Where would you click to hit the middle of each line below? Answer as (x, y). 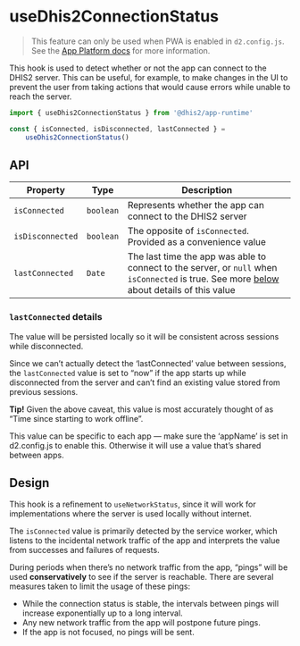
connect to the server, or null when (202, 268)
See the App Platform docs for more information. (121, 50)
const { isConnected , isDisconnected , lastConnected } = (117, 129)
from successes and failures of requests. (84, 550)
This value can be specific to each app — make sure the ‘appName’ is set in (149, 436)
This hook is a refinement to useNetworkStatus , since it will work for (133, 504)
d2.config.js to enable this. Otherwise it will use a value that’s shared (135, 445)
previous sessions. (44, 391)
